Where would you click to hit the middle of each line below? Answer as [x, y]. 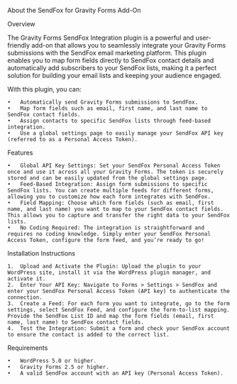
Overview [21, 24]
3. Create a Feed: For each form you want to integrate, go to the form [119, 304]
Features [20, 153]
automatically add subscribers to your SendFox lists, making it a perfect [112, 68]
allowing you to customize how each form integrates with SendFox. [109, 197]
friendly [19, 45]
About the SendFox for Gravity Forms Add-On [74, 10]
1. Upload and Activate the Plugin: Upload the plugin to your [104, 266]
